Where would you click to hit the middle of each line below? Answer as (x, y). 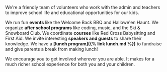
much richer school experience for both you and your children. (70, 64)
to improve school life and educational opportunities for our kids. (72, 13)
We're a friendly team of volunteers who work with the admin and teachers (83, 7)
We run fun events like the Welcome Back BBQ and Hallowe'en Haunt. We (82, 22)
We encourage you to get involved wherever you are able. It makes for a (80, 59)
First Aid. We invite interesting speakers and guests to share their (73, 38)
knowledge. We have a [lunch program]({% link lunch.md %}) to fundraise (83, 44)
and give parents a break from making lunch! (52, 49)
